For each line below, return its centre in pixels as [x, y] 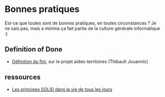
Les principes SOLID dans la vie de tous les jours [62, 89]
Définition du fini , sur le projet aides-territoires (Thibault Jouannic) [80, 61]
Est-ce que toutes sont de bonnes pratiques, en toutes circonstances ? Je [81, 23]
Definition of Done [34, 49]
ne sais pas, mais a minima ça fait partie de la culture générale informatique [82, 28]
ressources [23, 77]
